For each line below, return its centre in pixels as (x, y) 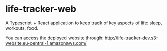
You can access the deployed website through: (54, 38)
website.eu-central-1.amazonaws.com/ (46, 43)
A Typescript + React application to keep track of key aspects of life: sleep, (84, 23)
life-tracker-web (41, 9)
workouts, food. (22, 28)
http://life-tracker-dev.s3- (131, 38)
